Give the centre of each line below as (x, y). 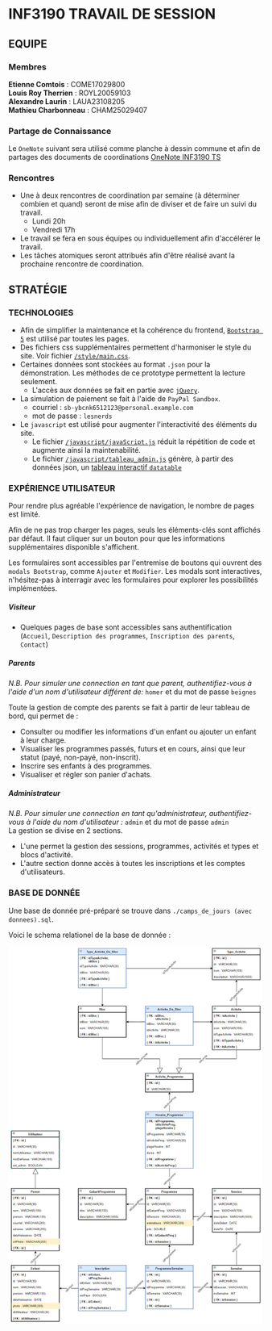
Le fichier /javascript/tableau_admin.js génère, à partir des (133, 459)
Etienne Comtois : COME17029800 (67, 84)
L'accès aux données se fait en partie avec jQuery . (115, 390)
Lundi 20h (49, 221)
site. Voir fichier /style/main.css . (75, 356)
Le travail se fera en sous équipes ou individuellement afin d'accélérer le (140, 238)
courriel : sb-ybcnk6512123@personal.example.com (113, 408)
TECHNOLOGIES (41, 312)
